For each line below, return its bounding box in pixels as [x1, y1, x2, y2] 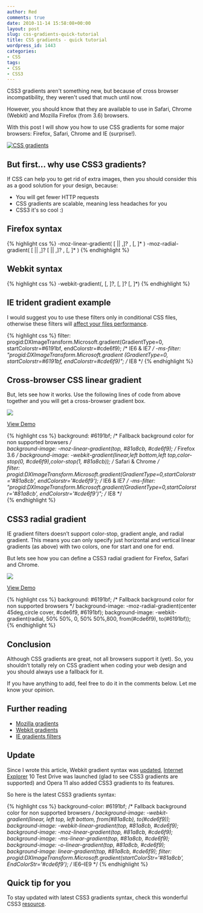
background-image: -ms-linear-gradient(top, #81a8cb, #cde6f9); [7, 834, 170, 842]
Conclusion [7, 639, 51, 649]
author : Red [7, 8, 37, 15]
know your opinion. [7, 686, 55, 693]
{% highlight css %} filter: [7, 332, 71, 339]
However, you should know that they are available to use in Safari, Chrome [7, 105, 192, 113]
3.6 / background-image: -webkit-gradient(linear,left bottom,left [7, 451, 167, 459]
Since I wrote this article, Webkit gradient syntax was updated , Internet [7, 766, 184, 773]
